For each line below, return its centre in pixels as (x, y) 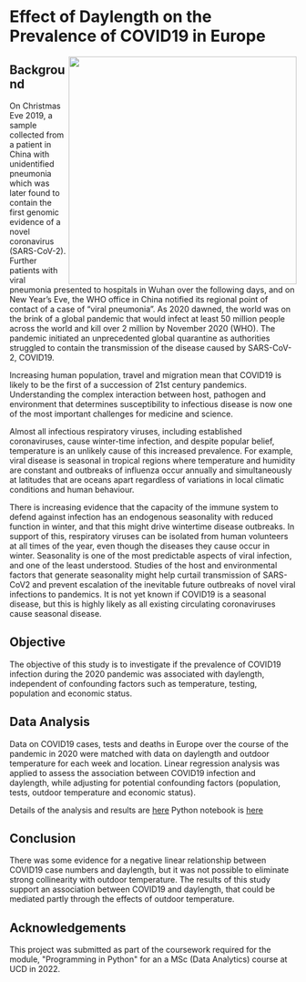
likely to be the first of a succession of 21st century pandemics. (128, 385)
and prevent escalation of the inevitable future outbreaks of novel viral (164, 584)
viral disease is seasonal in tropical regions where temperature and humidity (153, 460)
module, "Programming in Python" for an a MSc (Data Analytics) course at (148, 959)
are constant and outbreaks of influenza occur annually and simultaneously (151, 470)
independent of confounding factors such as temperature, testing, (133, 683)
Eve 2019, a (31, 115)
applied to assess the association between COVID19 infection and (133, 772)
